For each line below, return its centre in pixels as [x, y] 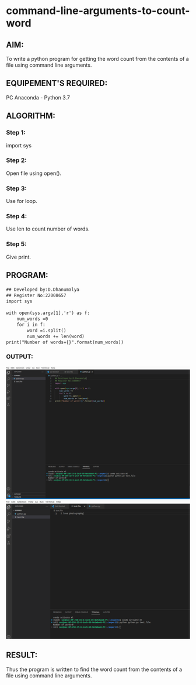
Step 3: [17, 188]
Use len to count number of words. [48, 229]
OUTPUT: [20, 357]
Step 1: [16, 133]
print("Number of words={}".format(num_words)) [65, 342]
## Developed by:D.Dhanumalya [43, 290]
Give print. [18, 257]
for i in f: [31, 325]
